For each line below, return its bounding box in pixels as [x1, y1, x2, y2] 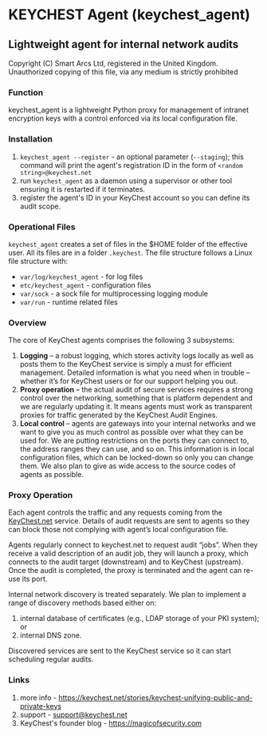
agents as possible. [19, 470, 84, 479]
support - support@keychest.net [19, 710, 128, 719]
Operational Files [8, 221, 76, 233]
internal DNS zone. [19, 631, 82, 640]
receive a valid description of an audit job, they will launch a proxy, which [8, 549, 249, 559]
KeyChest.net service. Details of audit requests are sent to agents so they [8, 516, 250, 526]
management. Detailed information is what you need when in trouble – [19, 368, 250, 377]
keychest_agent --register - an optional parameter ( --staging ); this [19, 152, 245, 161]
